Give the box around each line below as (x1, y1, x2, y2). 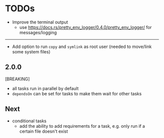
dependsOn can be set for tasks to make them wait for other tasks (12, 91, 142, 96)
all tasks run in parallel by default (12, 85, 79, 91)
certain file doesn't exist (19, 128, 68, 134)
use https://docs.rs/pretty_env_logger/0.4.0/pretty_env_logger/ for (19, 24, 152, 30)
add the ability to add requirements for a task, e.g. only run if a (19, 123, 145, 129)
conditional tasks (12, 118, 47, 124)
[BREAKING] (5, 76, 30, 82)
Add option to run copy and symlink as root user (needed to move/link (12, 44, 152, 49)
